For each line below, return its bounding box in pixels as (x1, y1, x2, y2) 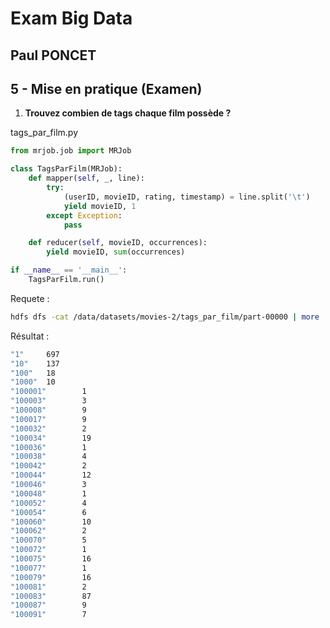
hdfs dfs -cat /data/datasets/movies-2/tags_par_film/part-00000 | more (10, 312, 320, 322)
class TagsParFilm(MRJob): (10, 164, 123, 174)
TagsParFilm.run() (28, 275, 105, 285)
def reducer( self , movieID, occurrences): (28, 238, 208, 248)
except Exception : (46, 210, 123, 221)
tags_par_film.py (10, 127, 78, 139)
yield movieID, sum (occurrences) (46, 247, 186, 257)
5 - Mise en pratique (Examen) (10, 80, 203, 97)
